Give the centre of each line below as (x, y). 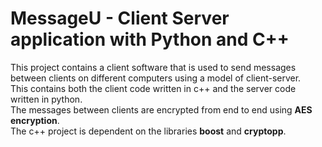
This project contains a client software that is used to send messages (153, 67)
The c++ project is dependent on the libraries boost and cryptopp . (148, 131)
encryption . (35, 120)
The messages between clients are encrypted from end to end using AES (161, 109)
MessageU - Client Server (120, 18)
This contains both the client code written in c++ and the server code (153, 88)
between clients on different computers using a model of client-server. (156, 78)
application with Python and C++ (150, 39)
